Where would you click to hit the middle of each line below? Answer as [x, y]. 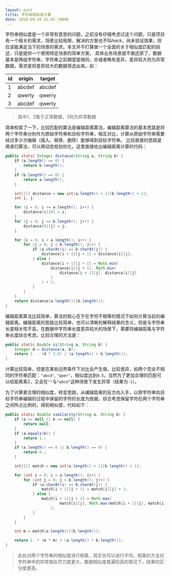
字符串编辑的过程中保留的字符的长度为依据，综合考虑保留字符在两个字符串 [87, 399]
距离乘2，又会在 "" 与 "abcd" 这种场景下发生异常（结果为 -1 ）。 [77, 382]
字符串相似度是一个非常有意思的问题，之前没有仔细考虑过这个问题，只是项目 [85, 34]
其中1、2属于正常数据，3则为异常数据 [57, 117]
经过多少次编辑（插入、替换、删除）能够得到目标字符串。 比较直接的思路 [81, 140]
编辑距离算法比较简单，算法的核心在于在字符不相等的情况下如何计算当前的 [83, 316]
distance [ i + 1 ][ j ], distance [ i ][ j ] [98, 273]
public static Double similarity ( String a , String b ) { [65, 415]
